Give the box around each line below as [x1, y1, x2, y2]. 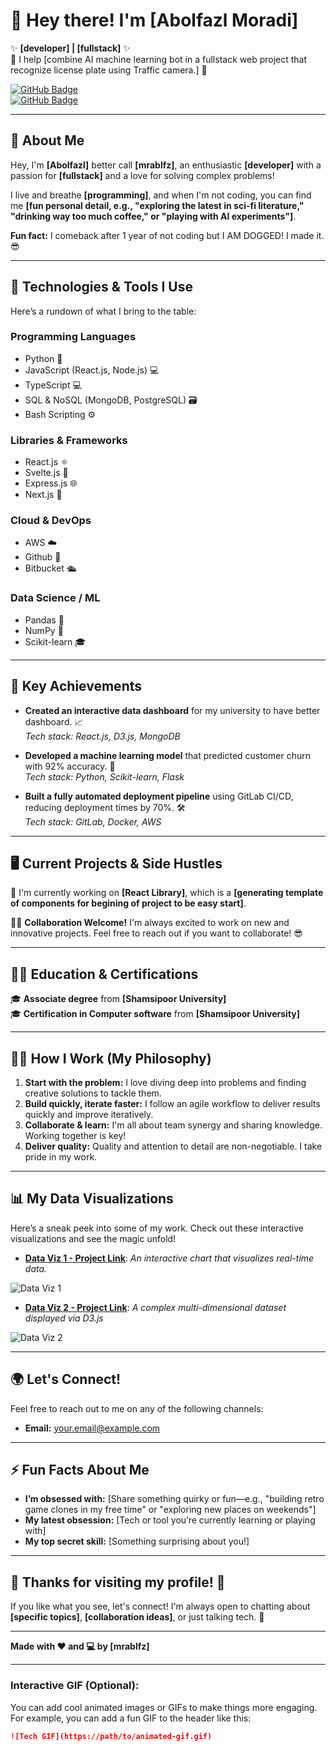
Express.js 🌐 [24, 477, 78, 489]
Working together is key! [24, 1130, 127, 1141]
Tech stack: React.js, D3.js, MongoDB [24, 730, 181, 742]
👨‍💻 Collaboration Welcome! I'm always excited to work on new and [10, 917, 290, 929]
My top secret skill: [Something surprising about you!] [24, 1535, 250, 1548]
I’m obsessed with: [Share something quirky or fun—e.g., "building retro [24, 1493, 325, 1505]
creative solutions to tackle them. [24, 1087, 162, 1099]
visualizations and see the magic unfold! [10, 1232, 177, 1244]
